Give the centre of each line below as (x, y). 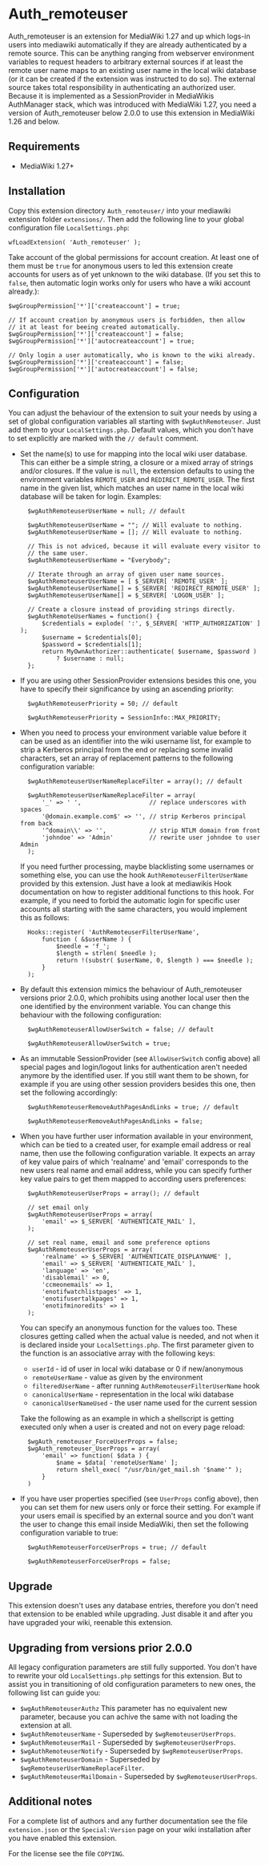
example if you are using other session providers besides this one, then (138, 1085)
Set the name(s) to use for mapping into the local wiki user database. (134, 454)
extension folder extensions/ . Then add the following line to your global (126, 219)
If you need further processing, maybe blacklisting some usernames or (137, 866)
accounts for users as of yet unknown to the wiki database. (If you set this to (134, 274)
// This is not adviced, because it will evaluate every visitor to (144, 546)
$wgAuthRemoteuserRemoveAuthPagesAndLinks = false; (115, 1121)
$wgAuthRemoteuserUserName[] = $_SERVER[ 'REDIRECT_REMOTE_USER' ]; (144, 589)
